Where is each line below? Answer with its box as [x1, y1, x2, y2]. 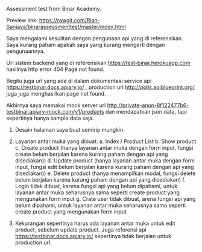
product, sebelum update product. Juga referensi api [14, 226, 147, 233]
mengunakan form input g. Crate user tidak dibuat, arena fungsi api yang [14, 195, 196, 202]
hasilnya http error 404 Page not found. [6, 66, 105, 73]
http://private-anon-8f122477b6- [107, 102, 189, 109]
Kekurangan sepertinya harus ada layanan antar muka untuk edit [14, 220, 176, 227]
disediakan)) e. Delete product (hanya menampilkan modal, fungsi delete [14, 170, 196, 177]
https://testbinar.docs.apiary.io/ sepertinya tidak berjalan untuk [14, 233, 172, 239]
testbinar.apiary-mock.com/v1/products [6, 108, 104, 115]
